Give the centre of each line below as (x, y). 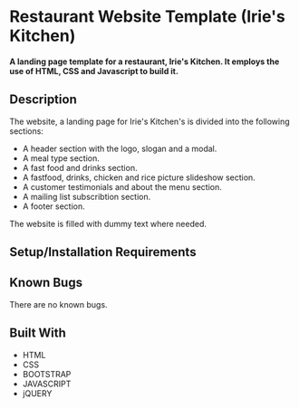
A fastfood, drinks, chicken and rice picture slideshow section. (139, 177)
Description (43, 100)
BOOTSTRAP (47, 374)
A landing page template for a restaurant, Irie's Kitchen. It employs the (145, 62)
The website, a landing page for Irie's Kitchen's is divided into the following (149, 121)
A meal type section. (61, 158)
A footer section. (53, 206)
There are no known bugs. (58, 304)
